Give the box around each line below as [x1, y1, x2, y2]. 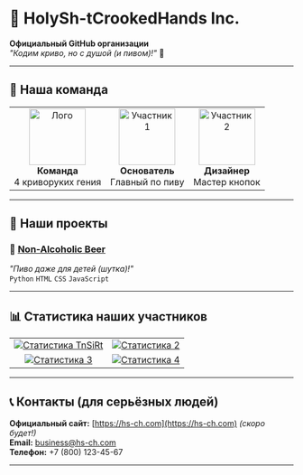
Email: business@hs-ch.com [9, 437, 117, 448]
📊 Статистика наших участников [9, 309, 207, 324]
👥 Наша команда [9, 82, 108, 98]
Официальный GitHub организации [9, 38, 150, 49]
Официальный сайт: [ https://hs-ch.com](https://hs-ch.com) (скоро [9, 418, 266, 429]
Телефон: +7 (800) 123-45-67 [9, 447, 124, 458]
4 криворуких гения [14, 175, 102, 188]
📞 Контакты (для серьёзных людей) [9, 394, 219, 409]
